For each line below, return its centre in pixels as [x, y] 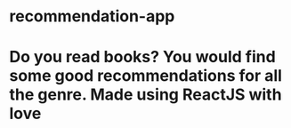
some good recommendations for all [146, 76]
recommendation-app [92, 16]
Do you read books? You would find [142, 57]
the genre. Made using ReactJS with [145, 95]
